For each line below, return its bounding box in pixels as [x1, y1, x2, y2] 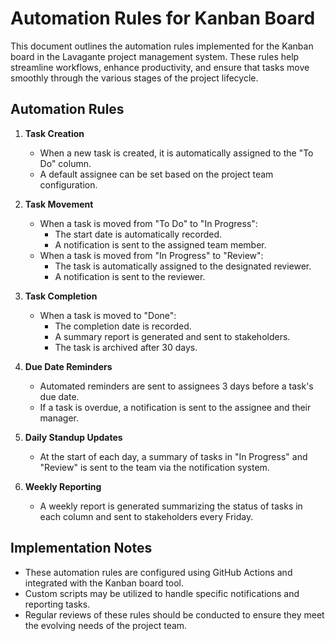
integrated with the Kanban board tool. [24, 577, 184, 589]
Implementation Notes [10, 540, 153, 557]
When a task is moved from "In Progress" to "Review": [39, 249, 264, 261]
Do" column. [39, 157, 92, 169]
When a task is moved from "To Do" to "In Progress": [39, 217, 258, 229]
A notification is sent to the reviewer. [54, 270, 206, 282]
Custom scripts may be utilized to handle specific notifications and [24, 587, 300, 599]
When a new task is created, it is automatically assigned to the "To [39, 147, 314, 159]
